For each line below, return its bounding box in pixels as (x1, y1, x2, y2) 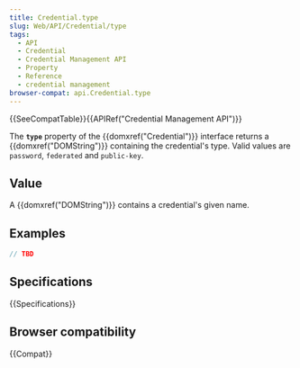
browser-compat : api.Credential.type (9, 88, 151, 97)
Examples (9, 226, 66, 241)
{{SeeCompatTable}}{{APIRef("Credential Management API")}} (9, 113, 242, 124)
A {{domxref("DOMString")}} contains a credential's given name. (9, 200, 250, 211)
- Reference (17, 72, 63, 81)
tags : (9, 30, 30, 39)
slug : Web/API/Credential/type (9, 22, 127, 31)
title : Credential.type (9, 13, 99, 22)
